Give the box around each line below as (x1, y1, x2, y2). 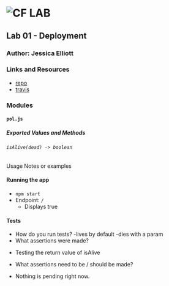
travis (15, 86, 29, 93)
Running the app (6, 176, 50, 184)
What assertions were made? (15, 237, 89, 244)
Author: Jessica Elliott (6, 49, 73, 58)
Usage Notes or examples (6, 162, 72, 170)
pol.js (6, 116, 23, 122)
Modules (6, 101, 34, 110)
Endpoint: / (15, 197, 44, 204)
